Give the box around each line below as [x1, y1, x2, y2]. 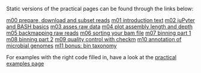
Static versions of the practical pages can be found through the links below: [6, 5, 194, 12]
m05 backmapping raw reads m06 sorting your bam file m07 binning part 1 [6, 29, 191, 36]
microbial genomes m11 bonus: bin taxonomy [6, 42, 117, 49]
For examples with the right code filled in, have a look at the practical [6, 54, 177, 60]
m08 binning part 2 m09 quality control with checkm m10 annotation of [6, 36, 182, 42]
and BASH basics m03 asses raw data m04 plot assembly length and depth [6, 23, 193, 30]
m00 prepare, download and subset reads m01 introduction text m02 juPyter [6, 17, 195, 23]
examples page [6, 60, 44, 67]
